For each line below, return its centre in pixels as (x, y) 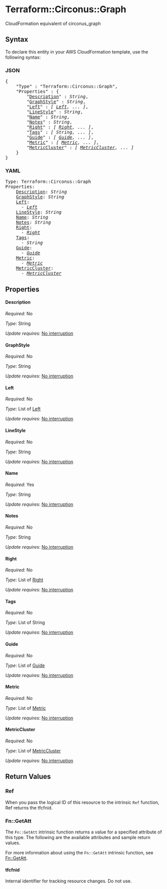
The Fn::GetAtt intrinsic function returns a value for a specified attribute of (84, 832)
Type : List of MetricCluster (33, 750)
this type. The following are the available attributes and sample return (78, 837)
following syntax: (23, 57)
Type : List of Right (24, 580)
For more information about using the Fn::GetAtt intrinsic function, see (79, 852)
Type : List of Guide (25, 665)
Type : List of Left (23, 409)
